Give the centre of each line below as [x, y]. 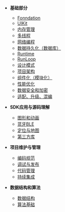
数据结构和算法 [25, 187]
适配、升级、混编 [35, 96]
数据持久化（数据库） [39, 48]
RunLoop [27, 59]
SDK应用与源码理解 [30, 107]
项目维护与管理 [25, 147]
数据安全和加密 [32, 90]
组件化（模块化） [35, 78]
